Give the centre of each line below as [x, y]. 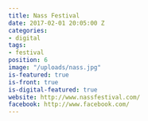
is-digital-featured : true [53, 90]
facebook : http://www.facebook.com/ [69, 104]
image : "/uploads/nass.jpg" [55, 68]
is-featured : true [39, 75]
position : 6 [28, 60]
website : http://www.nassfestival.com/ [74, 97]
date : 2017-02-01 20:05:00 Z [56, 23]
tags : [17, 45]
